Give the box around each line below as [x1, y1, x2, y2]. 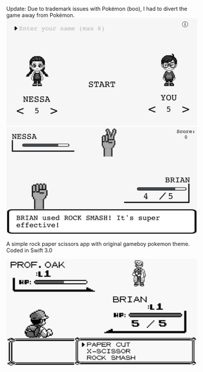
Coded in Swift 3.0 [6, 247, 53, 254]
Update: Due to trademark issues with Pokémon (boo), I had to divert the [6, 5, 188, 12]
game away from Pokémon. [6, 12, 75, 19]
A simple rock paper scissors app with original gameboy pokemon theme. [6, 241, 190, 247]
